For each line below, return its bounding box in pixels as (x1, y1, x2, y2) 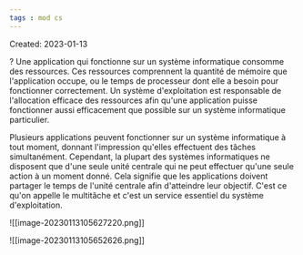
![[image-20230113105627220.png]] (9, 217, 146, 228)
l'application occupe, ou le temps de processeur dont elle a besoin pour (9, 75, 279, 87)
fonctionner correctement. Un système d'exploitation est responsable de (9, 85, 282, 96)
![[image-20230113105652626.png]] (9, 234, 146, 246)
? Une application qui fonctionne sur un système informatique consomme (9, 56, 285, 66)
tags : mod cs (9, 13, 64, 23)
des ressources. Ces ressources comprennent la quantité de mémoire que (9, 66, 288, 76)
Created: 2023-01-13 (9, 38, 88, 49)
